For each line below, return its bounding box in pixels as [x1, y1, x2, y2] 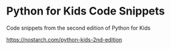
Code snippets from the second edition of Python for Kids [6, 24, 150, 31]
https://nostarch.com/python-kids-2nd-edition [6, 36, 122, 43]
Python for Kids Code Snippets [6, 4, 166, 18]
